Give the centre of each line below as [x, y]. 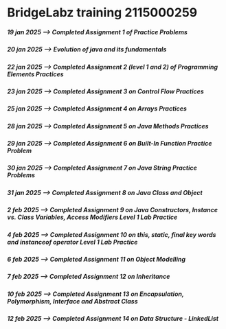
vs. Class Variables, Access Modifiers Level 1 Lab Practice [92, 217]
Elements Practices [35, 74]
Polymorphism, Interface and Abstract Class [73, 301]
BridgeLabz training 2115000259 [102, 13]
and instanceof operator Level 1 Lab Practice [72, 242]
